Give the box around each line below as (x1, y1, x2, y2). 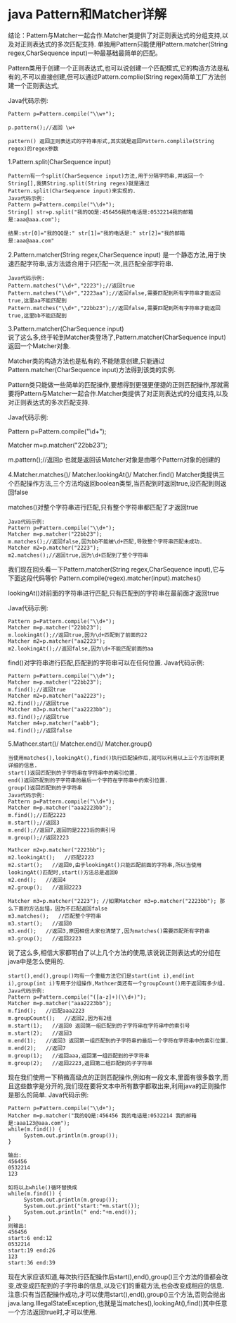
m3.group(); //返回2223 (8, 935, 81, 942)
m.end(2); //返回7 (8, 1045, 66, 1052)
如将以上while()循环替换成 (8, 1183, 78, 1191)
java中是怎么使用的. (8, 956, 65, 966)
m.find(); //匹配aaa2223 (8, 1007, 85, 1014)
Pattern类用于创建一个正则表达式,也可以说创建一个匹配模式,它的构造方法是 (8, 63, 223, 72)
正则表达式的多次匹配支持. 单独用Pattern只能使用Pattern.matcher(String (20, 39, 228, 48)
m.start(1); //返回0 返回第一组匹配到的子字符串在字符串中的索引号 (8, 1022, 190, 1029)
